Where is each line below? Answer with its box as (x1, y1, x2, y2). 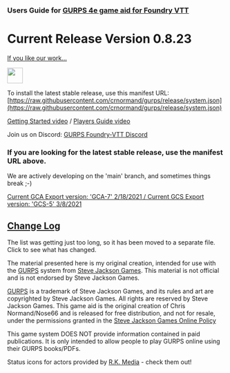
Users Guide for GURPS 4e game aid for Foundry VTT (7, 6, 189, 15)
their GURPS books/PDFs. (7, 344, 81, 352)
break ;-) (7, 179, 32, 188)
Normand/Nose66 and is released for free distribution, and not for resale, (7, 309, 215, 317)
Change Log (7, 220, 61, 231)
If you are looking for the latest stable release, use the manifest (7, 147, 223, 157)
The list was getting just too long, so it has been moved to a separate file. (7, 238, 215, 247)
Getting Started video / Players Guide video (7, 117, 131, 125)
